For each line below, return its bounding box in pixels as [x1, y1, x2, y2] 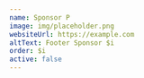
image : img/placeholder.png [9, 22, 115, 30]
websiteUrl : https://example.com [9, 30, 135, 39]
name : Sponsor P [9, 13, 70, 22]
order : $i [9, 47, 47, 56]
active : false [9, 55, 63, 64]
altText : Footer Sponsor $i [9, 38, 115, 48]
